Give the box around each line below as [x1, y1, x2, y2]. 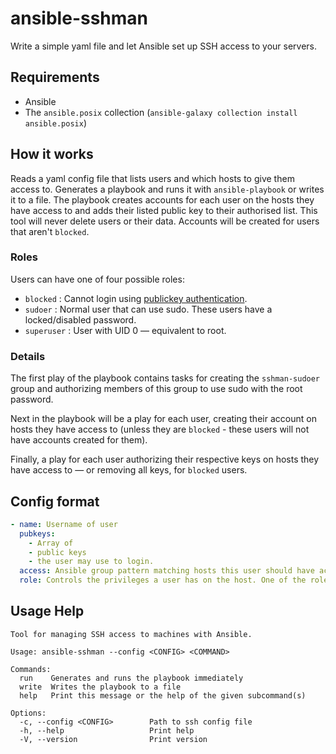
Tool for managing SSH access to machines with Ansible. [10, 629, 253, 639]
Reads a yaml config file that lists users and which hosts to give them [10, 172, 295, 184]
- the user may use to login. [28, 557, 155, 567]
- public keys [28, 547, 87, 557]
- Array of [28, 538, 74, 548]
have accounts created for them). [10, 434, 148, 446]
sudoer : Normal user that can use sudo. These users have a [24, 303, 273, 315]
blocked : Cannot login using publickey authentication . [24, 292, 248, 304]
